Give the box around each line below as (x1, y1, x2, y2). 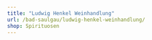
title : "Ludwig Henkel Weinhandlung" (7, 9, 115, 17)
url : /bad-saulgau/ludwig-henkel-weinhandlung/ (7, 16, 146, 23)
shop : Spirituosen (7, 22, 60, 29)
